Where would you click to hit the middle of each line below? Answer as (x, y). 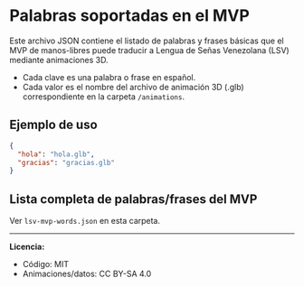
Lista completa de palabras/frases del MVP (133, 199)
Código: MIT (46, 264)
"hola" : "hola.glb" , (56, 154)
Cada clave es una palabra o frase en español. (109, 77)
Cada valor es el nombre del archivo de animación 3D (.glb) (133, 87)
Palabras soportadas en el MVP (130, 16)
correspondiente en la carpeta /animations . (104, 97)
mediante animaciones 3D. (59, 60)
